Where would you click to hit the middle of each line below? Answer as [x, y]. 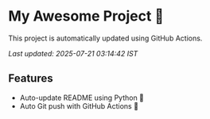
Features [31, 79]
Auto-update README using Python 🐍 [82, 98]
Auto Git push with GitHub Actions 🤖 [79, 106]
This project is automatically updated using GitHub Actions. [105, 38]
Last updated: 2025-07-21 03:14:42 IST [73, 53]
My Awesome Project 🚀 [86, 16]
